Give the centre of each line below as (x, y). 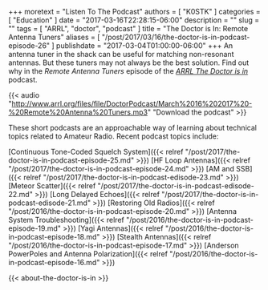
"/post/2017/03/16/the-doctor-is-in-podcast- (176, 37)
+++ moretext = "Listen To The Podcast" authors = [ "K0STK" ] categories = (134, 12)
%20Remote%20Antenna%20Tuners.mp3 (78, 112)
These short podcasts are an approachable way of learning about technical (132, 128)
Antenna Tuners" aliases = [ (54, 37)
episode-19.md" (35, 228)
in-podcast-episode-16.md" (54, 262)
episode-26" (29, 46)
